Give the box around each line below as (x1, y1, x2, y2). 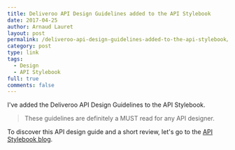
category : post (7, 43, 52, 50)
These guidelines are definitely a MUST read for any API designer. (24, 114, 215, 123)
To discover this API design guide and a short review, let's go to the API (7, 128, 213, 136)
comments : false (7, 82, 55, 89)
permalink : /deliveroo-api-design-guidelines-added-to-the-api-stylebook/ (7, 36, 230, 43)
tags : (7, 56, 23, 63)
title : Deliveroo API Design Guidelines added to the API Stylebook (7, 10, 211, 17)
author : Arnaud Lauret (7, 23, 73, 30)
